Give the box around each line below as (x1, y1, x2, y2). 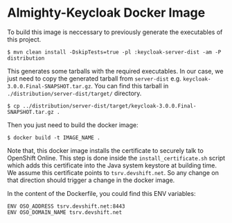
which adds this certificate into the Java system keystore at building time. (7, 161, 217, 170)
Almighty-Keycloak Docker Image (7, 5, 206, 21)
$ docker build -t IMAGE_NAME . (7, 134, 100, 141)
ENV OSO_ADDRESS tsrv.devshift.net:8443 (7, 203, 126, 210)
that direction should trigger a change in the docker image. (7, 176, 175, 184)
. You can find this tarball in (91, 81, 169, 90)
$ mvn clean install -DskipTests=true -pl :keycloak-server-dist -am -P (7, 49, 222, 56)
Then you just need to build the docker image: (7, 120, 139, 129)
